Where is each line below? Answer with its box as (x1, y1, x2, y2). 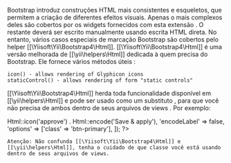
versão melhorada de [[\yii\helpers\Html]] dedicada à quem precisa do (7, 50, 208, 58)
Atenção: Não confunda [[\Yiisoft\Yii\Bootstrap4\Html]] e (7, 138, 181, 145)
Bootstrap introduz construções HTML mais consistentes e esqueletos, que (7, 6, 223, 14)
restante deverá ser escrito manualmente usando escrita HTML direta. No (7, 28, 217, 36)
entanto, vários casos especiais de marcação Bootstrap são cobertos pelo (7, 35, 219, 44)
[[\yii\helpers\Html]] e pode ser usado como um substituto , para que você (7, 96, 219, 105)
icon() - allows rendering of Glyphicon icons (7, 71, 144, 78)
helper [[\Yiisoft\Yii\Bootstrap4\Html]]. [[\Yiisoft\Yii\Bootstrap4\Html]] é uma (7, 43, 223, 51)
